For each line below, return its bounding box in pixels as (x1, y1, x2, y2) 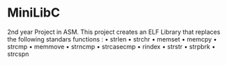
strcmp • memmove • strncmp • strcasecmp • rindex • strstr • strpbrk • (7, 42, 216, 50)
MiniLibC (7, 5, 61, 21)
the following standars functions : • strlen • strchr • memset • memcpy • (7, 35, 217, 43)
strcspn (7, 50, 29, 58)
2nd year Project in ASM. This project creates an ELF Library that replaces (7, 28, 221, 36)
